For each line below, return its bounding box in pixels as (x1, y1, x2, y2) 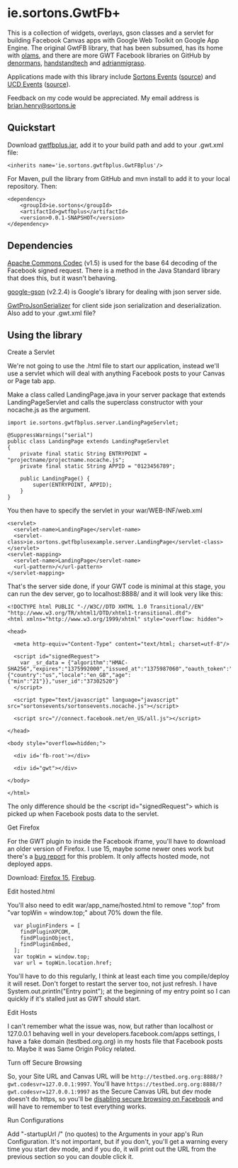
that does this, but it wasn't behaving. (7, 273, 118, 282)
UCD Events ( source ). (7, 79, 71, 88)
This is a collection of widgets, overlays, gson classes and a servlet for (7, 28, 214, 37)
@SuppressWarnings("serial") (7, 431, 93, 439)
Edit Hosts (7, 1008, 38, 1017)
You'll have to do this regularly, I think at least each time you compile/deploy (7, 972, 229, 981)
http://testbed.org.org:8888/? (130, 1074, 223, 1081)
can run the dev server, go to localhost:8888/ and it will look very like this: (7, 590, 223, 598)
